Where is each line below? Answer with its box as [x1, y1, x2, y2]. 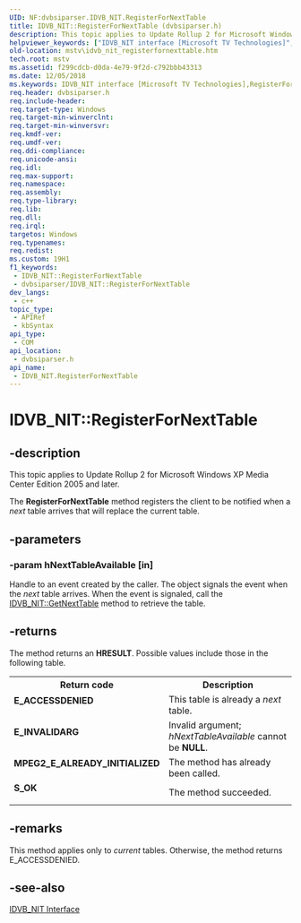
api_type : [9, 330, 47, 339]
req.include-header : [9, 96, 87, 106]
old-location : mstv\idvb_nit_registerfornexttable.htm [9, 47, 219, 56]
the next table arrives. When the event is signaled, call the [9, 588, 224, 599]
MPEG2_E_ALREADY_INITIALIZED [13, 756, 160, 769]
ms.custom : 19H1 [9, 254, 70, 264]
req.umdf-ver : [9, 138, 63, 147]
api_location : [9, 346, 63, 355]
